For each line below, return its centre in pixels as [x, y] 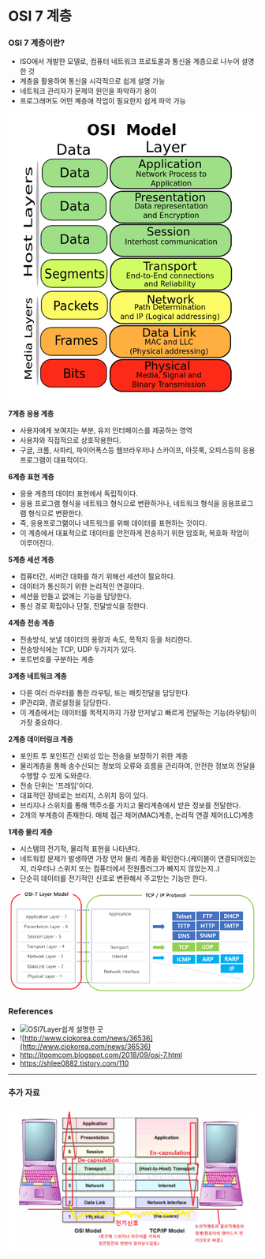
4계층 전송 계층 [32, 623]
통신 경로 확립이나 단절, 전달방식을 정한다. [84, 606]
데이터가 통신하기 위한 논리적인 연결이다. [82, 586]
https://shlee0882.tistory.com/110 [74, 1063]
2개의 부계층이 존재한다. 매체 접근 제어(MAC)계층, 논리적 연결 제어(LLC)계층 [136, 815]
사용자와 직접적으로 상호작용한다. [70, 440]
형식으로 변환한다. [56, 513]
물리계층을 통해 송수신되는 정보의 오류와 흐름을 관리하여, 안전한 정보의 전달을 [138, 766]
